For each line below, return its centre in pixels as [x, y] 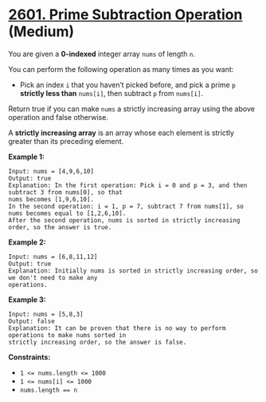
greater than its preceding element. [66, 141]
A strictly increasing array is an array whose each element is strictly [121, 133]
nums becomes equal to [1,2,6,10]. [67, 213]
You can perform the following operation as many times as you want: [121, 69]
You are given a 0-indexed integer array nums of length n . [102, 54]
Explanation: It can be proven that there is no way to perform [117, 328]
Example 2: [27, 242]
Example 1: [27, 157]
